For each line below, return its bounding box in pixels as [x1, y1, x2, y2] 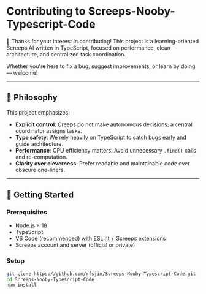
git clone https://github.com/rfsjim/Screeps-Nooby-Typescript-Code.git [6, 271, 196, 277]
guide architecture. [15, 140, 63, 148]
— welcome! [6, 69, 38, 76]
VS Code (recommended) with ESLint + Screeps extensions [15, 235, 166, 243]
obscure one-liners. [15, 166, 66, 173]
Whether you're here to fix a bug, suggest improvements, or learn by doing [6, 62, 196, 70]
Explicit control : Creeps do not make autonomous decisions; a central [15, 121, 193, 128]
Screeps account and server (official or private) [15, 241, 135, 249]
